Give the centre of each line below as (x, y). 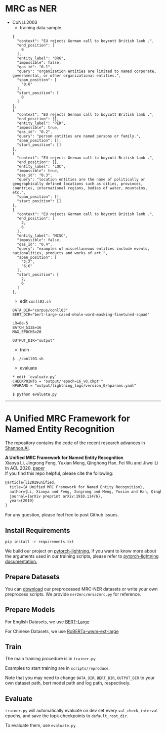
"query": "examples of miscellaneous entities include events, (83, 249)
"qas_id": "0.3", (35, 175)
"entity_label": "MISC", (42, 235)
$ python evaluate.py (34, 394)
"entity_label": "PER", (41, 123)
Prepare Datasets (33, 577)
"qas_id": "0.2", (35, 132)
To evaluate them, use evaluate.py (40, 726)
